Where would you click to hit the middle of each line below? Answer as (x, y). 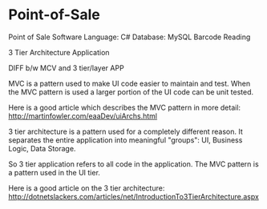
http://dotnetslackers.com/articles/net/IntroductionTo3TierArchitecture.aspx (133, 196)
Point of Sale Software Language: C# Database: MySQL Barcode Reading (129, 37)
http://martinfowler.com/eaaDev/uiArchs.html (83, 116)
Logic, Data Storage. (42, 148)
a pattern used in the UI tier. (54, 172)
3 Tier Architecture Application (59, 52)
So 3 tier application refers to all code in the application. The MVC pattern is (133, 164)
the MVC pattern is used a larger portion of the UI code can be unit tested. (131, 92)
